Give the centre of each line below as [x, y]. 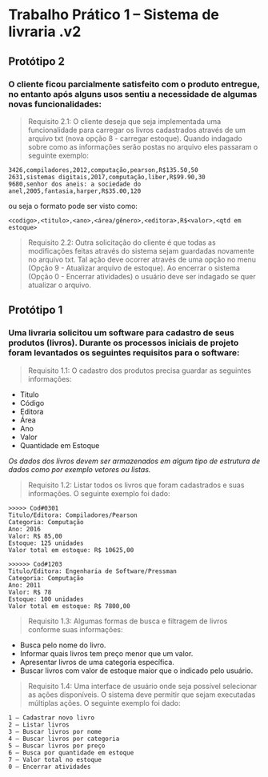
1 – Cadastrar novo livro [51, 718]
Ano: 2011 [25, 585]
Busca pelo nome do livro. [63, 645]
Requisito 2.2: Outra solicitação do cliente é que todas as [122, 242]
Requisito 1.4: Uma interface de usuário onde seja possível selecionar [142, 686]
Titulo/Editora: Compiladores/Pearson [73, 515]
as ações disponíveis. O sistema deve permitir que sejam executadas [142, 695]
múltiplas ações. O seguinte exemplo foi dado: [104, 703]
